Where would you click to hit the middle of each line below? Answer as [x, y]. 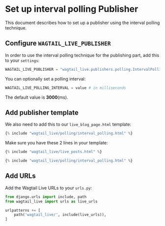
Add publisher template [42, 112]
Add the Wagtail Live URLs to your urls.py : [49, 188]
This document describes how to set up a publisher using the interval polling [82, 23]
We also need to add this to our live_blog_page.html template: [68, 124]
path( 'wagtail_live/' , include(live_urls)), [60, 215]
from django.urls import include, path [46, 197]
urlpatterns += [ [23, 210]
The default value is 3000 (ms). [37, 97]
